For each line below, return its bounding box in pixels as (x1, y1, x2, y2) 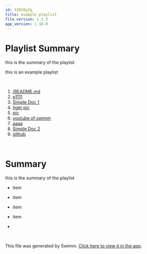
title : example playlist (5, 12, 57, 17)
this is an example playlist (5, 69, 58, 75)
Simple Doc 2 (12, 126, 40, 132)
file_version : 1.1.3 (5, 17, 48, 22)
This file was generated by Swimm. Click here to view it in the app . (5, 243, 142, 249)
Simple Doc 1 (12, 99, 39, 105)
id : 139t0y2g (5, 7, 32, 13)
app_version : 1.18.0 (5, 21, 48, 27)
